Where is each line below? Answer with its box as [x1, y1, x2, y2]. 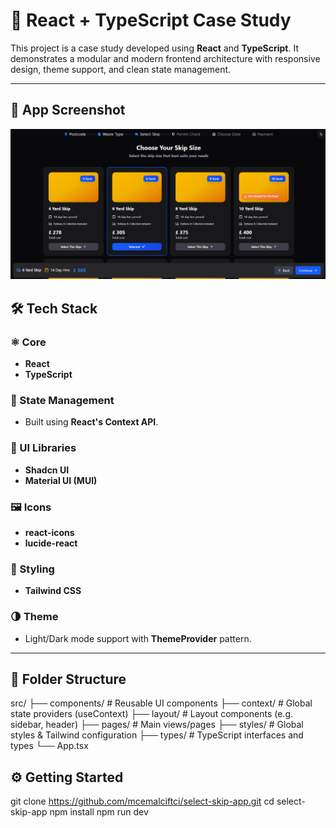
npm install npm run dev [49, 806, 149, 818]
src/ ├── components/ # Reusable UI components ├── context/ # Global [10, 697, 313, 709]
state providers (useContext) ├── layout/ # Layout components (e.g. [10, 708, 294, 720]
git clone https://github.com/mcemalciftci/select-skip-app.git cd [10, 795, 275, 808]
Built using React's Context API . [24, 416, 159, 428]
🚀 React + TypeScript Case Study [10, 9, 292, 32]
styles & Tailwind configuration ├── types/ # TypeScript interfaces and [10, 729, 304, 741]
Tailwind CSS [24, 585, 82, 597]
